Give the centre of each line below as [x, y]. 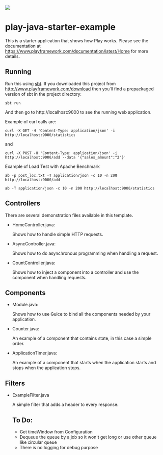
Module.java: [25, 305]
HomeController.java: [34, 225]
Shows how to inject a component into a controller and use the [75, 272]
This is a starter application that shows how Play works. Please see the [77, 40]
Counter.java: [26, 329]
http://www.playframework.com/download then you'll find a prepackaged [79, 89]
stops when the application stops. [46, 368]
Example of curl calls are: [31, 121]
